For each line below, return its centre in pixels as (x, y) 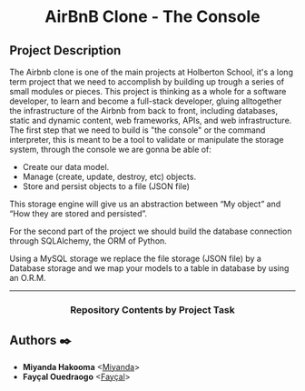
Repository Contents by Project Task (152, 309)
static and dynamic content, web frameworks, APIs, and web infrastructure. (151, 120)
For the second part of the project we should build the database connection (151, 231)
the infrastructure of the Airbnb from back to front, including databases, (144, 110)
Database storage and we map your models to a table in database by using (149, 268)
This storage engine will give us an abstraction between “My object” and (145, 204)
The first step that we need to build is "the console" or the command (138, 130)
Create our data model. (66, 167)
